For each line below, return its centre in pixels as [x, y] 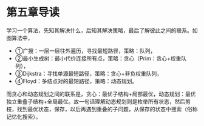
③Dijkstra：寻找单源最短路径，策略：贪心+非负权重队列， [89, 73]
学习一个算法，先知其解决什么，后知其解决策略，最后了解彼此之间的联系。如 [102, 30]
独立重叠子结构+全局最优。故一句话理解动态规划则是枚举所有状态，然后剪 [99, 101]
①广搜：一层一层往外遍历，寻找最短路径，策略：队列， [85, 51]
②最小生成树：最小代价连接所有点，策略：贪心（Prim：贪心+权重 [98, 58]
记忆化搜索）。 [24, 116]
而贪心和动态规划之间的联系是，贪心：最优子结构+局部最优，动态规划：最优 [101, 94]
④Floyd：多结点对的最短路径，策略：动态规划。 [76, 81]
